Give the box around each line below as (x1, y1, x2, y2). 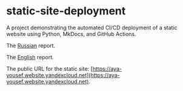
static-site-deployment (6, 4, 126, 18)
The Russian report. (6, 42, 56, 49)
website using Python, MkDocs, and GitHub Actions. (6, 30, 136, 37)
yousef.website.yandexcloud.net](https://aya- (6, 71, 120, 78)
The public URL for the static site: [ (6, 65, 93, 72)
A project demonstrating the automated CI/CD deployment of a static (6, 24, 178, 31)
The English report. (6, 53, 54, 60)
